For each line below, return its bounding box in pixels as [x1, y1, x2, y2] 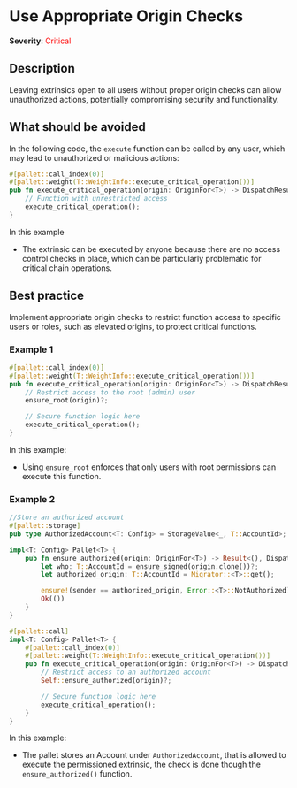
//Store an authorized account [9, 513, 125, 523]
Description [9, 61, 75, 76]
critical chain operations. [21, 263, 112, 273]
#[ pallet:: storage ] [9, 522, 81, 531]
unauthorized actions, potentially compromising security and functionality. [9, 94, 280, 104]
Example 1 [9, 343, 54, 356]
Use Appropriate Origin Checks [9, 6, 244, 27]
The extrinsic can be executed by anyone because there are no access [21, 243, 281, 254]
